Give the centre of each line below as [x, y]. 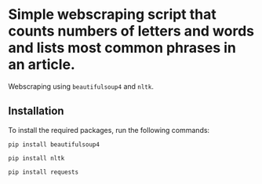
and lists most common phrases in [122, 48]
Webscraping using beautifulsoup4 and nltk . [81, 86]
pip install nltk [36, 158]
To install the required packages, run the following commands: [109, 130]
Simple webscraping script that [113, 15]
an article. [42, 65]
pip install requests [44, 172]
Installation [36, 111]
